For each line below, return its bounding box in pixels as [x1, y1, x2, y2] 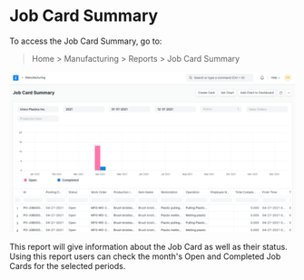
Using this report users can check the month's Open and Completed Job [9, 251, 281, 262]
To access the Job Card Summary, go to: [9, 35, 162, 46]
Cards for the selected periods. [9, 260, 126, 271]
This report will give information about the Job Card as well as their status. [9, 241, 288, 252]
